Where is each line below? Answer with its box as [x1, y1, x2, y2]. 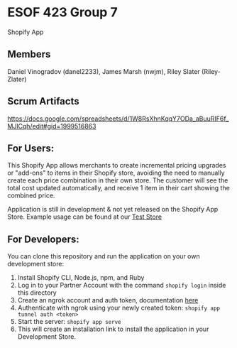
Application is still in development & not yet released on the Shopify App [7, 205, 219, 214]
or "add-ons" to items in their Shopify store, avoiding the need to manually [7, 168, 225, 178]
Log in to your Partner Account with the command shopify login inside [17, 281, 226, 290]
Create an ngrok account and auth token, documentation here [17, 296, 199, 305]
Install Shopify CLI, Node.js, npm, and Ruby [17, 273, 145, 282]
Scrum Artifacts [7, 95, 79, 107]
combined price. [7, 191, 55, 200]
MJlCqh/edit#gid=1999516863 [7, 121, 97, 130]
